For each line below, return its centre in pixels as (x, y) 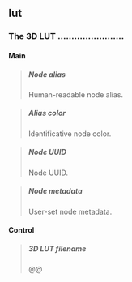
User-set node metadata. (70, 211)
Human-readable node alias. (76, 94)
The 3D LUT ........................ (66, 36)
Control (21, 230)
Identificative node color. (70, 134)
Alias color (47, 113)
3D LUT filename (57, 248)
